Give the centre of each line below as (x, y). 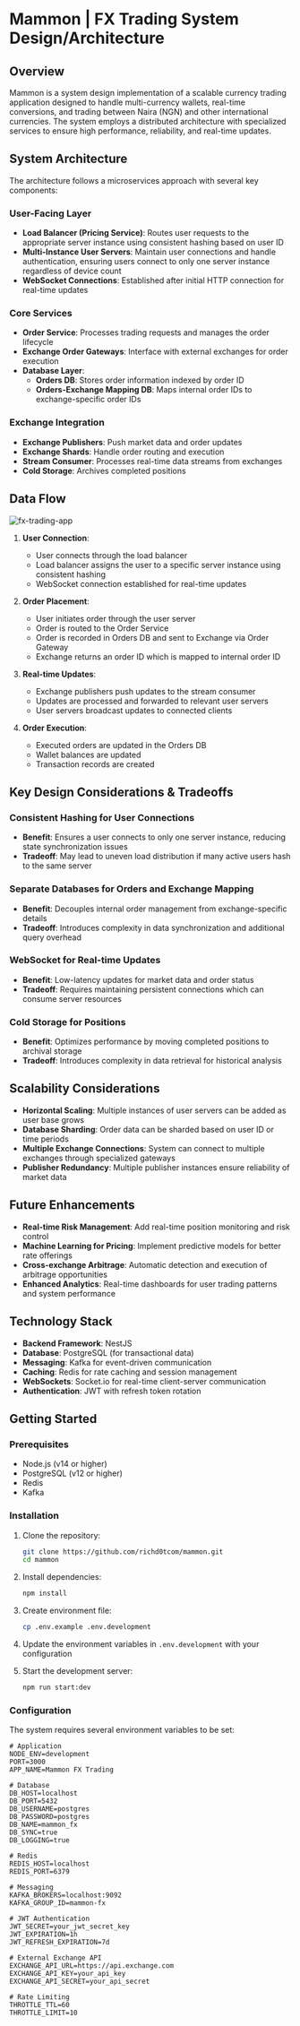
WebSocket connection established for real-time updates (141, 583)
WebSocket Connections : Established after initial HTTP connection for (153, 280)
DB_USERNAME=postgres (50, 1809)
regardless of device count (72, 271)
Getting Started (53, 1419)
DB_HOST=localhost (43, 1793)
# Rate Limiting (39, 1997)
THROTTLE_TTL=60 (39, 2005)
